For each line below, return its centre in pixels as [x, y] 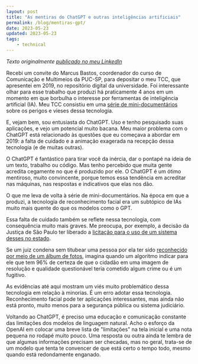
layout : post [22, 12]
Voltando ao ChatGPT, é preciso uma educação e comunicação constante [96, 317]
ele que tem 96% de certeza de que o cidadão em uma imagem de [87, 262]
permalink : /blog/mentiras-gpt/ [46, 22]
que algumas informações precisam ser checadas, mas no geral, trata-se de [99, 342]
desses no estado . [29, 238]
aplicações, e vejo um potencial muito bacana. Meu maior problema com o [97, 128]
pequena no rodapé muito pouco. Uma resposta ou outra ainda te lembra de [99, 336]
